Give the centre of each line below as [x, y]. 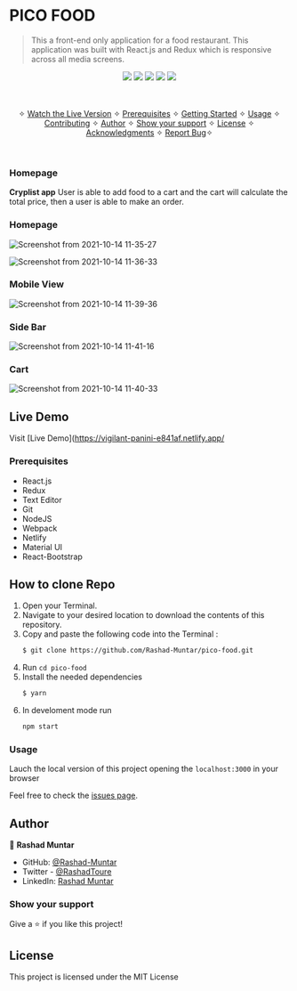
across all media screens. [78, 59]
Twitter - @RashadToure [67, 872]
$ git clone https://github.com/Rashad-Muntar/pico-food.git [138, 651]
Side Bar [28, 327]
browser [24, 778]
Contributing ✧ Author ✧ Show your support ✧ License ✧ [149, 123]
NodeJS [37, 518]
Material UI [42, 547]
